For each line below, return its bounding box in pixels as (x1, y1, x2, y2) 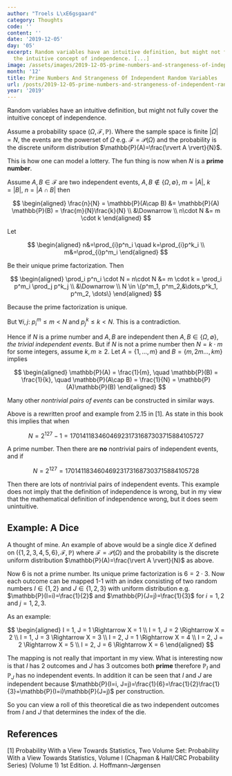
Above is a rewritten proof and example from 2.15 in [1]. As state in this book (7, 409, 224, 418)
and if (7, 452, 24, 461)
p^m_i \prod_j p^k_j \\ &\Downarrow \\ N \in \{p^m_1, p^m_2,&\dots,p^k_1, (13, 282, 219, 290)
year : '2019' (7, 87, 45, 94)
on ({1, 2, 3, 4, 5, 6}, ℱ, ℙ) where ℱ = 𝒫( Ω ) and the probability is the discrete (7, 548, 220, 557)
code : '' (7, 23, 32, 30)
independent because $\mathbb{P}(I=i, (7, 680, 119, 688)
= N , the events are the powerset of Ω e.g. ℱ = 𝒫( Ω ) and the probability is (7, 136, 217, 144)
